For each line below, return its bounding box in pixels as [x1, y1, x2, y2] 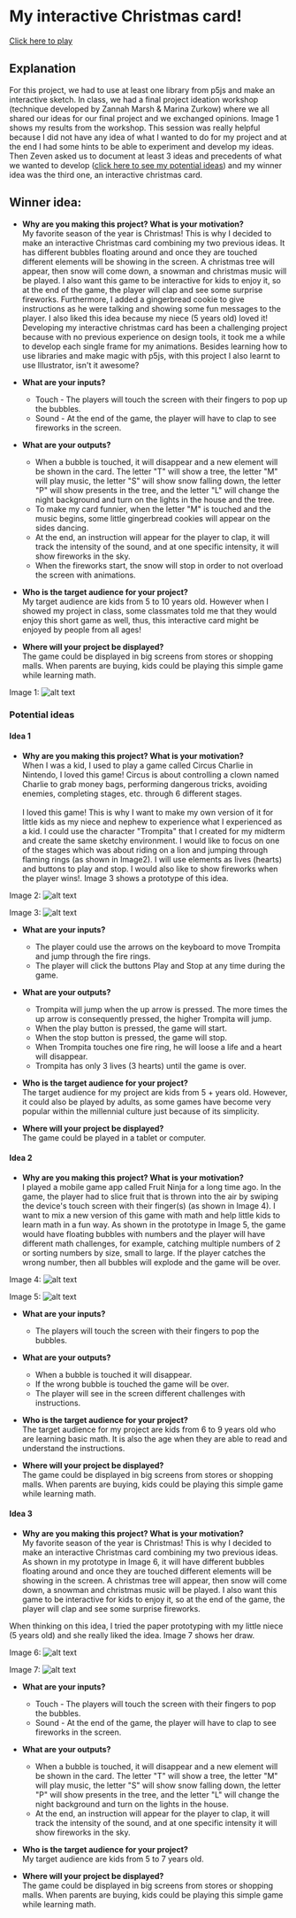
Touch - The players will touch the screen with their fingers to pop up [34, 394, 288, 405]
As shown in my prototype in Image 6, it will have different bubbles [21, 1557, 265, 1567]
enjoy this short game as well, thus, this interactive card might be [21, 615, 259, 625]
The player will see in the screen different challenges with [34, 1388, 246, 1398]
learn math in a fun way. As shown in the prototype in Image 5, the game [21, 1219, 286, 1230]
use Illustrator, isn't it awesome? [21, 360, 140, 370]
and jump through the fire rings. [34, 950, 151, 962]
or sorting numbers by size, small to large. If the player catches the [21, 1247, 266, 1258]
